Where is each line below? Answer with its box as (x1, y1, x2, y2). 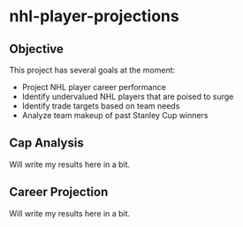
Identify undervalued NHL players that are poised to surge (21, 91, 234, 102)
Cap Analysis (9, 135, 84, 151)
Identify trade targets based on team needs (21, 101, 180, 111)
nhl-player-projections (9, 6, 179, 26)
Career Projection (9, 185, 109, 200)
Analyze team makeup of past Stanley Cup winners (21, 110, 209, 120)
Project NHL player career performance (21, 82, 166, 92)
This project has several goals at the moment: (9, 64, 176, 75)
